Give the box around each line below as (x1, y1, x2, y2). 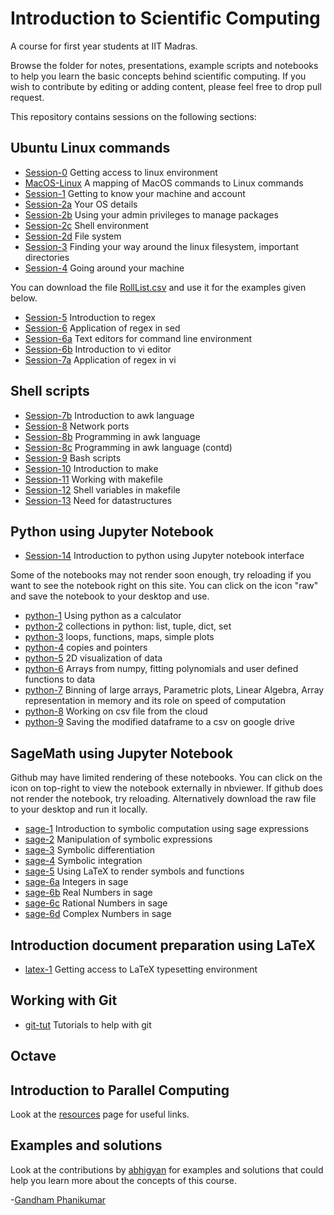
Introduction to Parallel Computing (10, 1082, 230, 1099)
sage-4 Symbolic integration (24, 855, 143, 867)
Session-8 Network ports (24, 420, 130, 432)
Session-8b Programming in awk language (24, 430, 201, 442)
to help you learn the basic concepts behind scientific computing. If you (10, 70, 307, 82)
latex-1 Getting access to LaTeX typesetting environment (24, 963, 258, 975)
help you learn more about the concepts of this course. (10, 1174, 237, 1186)
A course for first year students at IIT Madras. (10, 40, 198, 52)
